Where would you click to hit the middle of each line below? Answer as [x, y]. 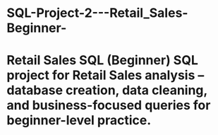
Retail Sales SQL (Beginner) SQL [102, 60]
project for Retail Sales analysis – [105, 75]
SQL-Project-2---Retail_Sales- [97, 13]
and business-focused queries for [109, 106]
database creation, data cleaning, [107, 90]
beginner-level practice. [79, 121]
